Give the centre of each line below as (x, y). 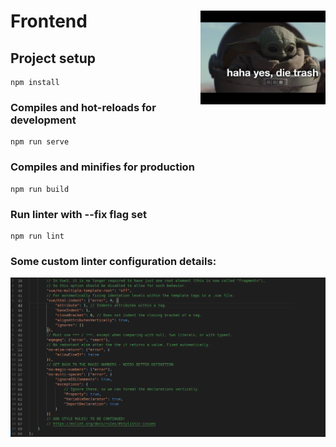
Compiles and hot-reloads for (83, 107)
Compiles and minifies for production (102, 167)
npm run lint (37, 236)
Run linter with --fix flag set (78, 214)
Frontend (49, 21)
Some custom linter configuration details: (113, 261)
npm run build (40, 189)
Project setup (53, 58)
